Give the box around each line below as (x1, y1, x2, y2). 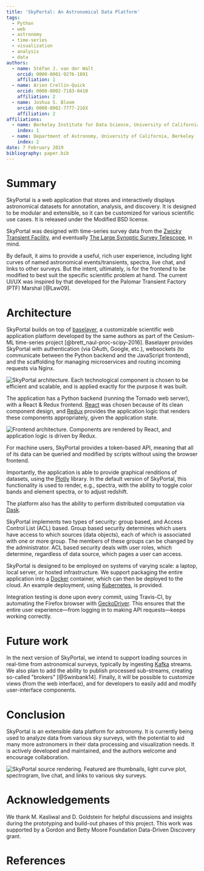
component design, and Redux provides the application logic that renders (6, 408, 190, 415)
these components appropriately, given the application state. (6, 414, 158, 421)
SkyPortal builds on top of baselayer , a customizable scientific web (6, 326, 174, 333)
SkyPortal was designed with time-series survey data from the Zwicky (6, 227, 182, 235)
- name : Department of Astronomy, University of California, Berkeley (12, 133, 194, 140)
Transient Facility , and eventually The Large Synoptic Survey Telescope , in (6, 234, 193, 241)
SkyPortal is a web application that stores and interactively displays (6, 196, 175, 204)
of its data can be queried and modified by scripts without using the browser (6, 450, 198, 458)
